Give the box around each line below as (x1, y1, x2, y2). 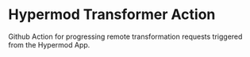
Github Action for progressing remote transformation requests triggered (8, 32, 243, 41)
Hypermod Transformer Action (8, 6, 216, 24)
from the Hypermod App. (8, 40, 90, 49)
